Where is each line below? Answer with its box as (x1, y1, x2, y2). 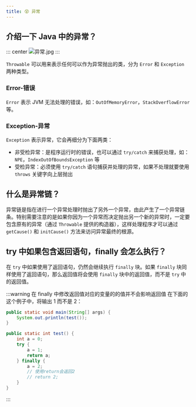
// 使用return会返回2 (27, 369, 75, 375)
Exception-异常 (6, 122, 50, 130)
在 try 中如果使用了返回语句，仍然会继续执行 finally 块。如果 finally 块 (6, 263, 182, 270)
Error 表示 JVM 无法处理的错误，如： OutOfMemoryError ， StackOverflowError (6, 98, 190, 105)
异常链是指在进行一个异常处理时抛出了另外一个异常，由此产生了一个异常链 (6, 206, 185, 213)
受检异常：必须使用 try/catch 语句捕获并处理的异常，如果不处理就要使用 (14, 163, 190, 170)
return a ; (27, 352, 51, 358)
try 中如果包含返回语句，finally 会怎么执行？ (6, 247, 166, 257)
